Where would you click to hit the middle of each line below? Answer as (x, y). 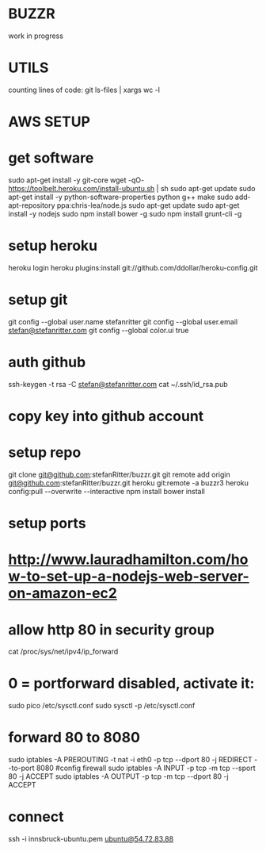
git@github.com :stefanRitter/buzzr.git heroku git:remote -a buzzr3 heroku (129, 483)
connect (36, 817)
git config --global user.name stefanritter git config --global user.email (123, 321)
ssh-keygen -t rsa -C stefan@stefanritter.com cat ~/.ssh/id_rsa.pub (118, 384)
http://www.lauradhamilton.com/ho (128, 560)
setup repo (45, 452)
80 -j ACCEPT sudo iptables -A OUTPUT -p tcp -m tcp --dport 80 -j (118, 776)
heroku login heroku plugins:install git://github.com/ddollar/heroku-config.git (133, 267)
